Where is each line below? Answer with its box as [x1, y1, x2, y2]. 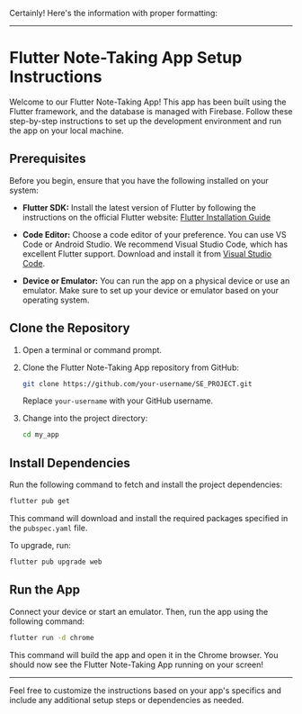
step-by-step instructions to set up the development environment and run [9, 115, 281, 126]
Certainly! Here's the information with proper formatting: [9, 8, 218, 18]
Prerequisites [9, 151, 86, 167]
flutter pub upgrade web [9, 557, 102, 566]
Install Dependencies [9, 455, 130, 471]
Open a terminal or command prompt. [22, 344, 163, 355]
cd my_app [22, 430, 60, 439]
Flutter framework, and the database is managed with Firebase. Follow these [9, 105, 293, 116]
